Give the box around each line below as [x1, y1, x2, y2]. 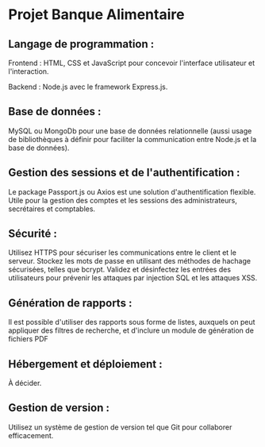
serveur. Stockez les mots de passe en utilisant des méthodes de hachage [8, 256, 252, 266]
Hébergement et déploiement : [8, 357, 163, 371]
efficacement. [8, 430, 54, 440]
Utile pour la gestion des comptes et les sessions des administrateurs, [8, 195, 238, 205]
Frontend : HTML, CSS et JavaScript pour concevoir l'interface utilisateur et [8, 58, 255, 67]
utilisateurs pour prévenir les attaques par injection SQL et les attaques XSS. [8, 273, 258, 283]
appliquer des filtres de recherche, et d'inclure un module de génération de [8, 326, 254, 335]
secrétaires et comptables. [8, 204, 96, 214]
